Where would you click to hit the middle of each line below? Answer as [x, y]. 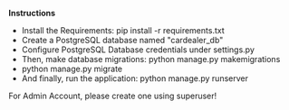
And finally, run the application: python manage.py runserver [135, 78]
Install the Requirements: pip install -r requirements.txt [123, 30]
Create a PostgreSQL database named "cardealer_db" [122, 40]
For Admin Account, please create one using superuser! [113, 96]
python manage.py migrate [72, 69]
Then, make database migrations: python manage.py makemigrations [151, 59]
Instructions [32, 13]
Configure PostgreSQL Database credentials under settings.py [138, 50]
